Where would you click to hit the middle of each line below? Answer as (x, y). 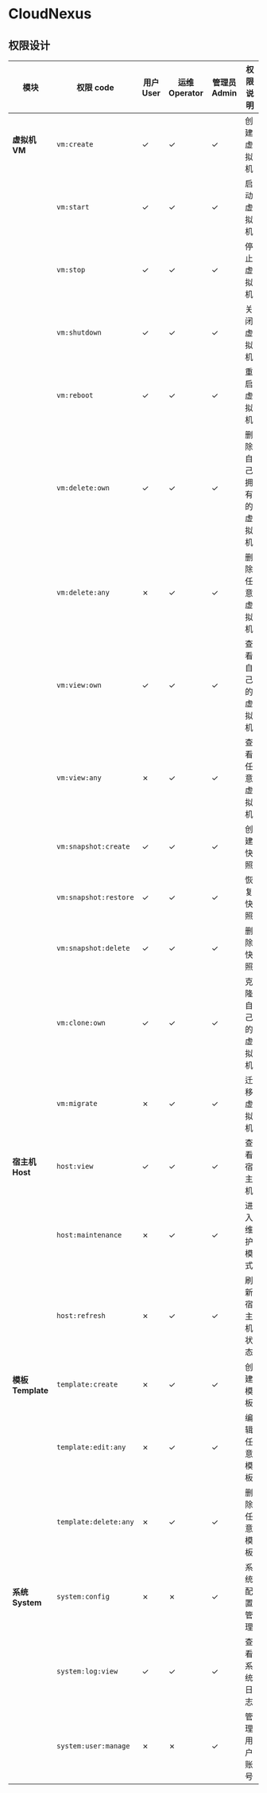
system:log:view (87, 1671)
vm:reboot (75, 395)
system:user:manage (93, 1746)
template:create (87, 1385)
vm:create (75, 144)
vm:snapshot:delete (93, 948)
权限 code (95, 87)
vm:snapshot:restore (95, 897)
